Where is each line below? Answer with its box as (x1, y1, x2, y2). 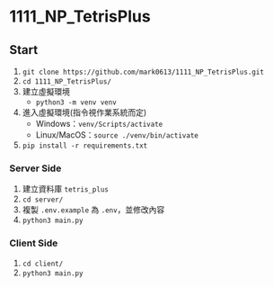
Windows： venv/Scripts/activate (35, 119, 163, 129)
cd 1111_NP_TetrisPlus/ (22, 77, 112, 86)
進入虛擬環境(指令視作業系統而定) (22, 107, 147, 118)
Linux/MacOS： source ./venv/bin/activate (35, 130, 199, 140)
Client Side (9, 237, 58, 249)
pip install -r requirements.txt (22, 141, 148, 150)
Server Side (9, 162, 62, 175)
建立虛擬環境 (22, 86, 70, 96)
